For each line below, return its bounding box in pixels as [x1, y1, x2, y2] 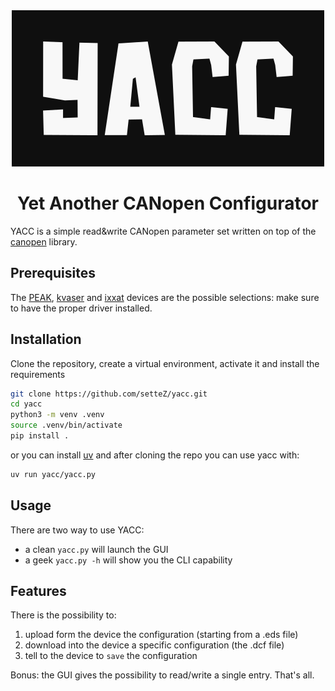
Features [10, 583, 67, 600]
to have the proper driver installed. [10, 302, 153, 314]
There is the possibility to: [10, 609, 117, 621]
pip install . [10, 431, 70, 441]
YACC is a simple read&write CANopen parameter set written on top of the [10, 225, 317, 237]
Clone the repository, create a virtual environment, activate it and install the [10, 357, 320, 369]
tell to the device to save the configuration [24, 650, 198, 662]
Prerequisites [10, 265, 96, 282]
